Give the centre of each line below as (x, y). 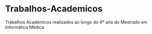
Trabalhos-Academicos (54, 9)
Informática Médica (25, 27)
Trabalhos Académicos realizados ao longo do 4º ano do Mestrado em (76, 22)
